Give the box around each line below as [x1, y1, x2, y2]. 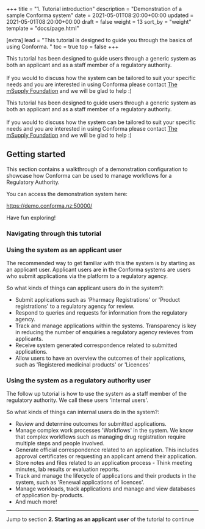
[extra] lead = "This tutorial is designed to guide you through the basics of [6, 37, 193, 43]
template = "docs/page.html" [6, 24, 79, 32]
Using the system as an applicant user [6, 246, 122, 254]
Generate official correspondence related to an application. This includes [15, 446, 199, 454]
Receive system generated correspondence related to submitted [15, 341, 178, 349]
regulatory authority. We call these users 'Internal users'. [6, 396, 148, 404]
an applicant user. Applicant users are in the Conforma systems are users [6, 266, 191, 274]
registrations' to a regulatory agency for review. [15, 302, 135, 310]
